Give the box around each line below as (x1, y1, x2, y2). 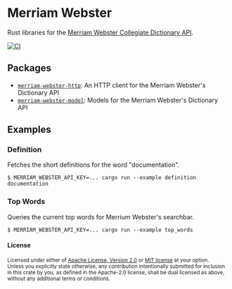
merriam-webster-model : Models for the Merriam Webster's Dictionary (17, 96, 219, 104)
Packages (7, 62, 51, 75)
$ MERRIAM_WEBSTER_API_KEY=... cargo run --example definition (7, 174, 197, 181)
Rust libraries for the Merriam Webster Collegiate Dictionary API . (7, 28, 194, 37)
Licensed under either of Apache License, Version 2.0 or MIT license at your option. (7, 257, 210, 264)
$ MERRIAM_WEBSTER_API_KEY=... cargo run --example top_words (7, 226, 193, 233)
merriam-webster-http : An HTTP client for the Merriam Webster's (17, 81, 206, 89)
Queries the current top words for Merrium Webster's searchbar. (7, 212, 195, 221)
